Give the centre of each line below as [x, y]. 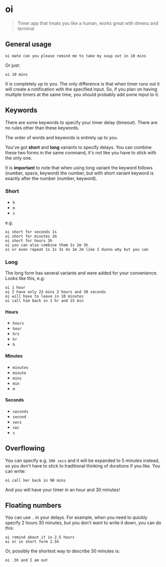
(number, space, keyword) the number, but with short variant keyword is [79, 173]
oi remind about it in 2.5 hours [40, 537]
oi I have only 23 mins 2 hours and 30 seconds [56, 292]
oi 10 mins [16, 74]
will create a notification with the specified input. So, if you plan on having [81, 89]
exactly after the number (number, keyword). [51, 178]
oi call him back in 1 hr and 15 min [44, 301]
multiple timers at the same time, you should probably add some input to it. [82, 94]
